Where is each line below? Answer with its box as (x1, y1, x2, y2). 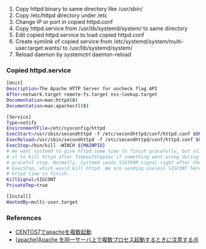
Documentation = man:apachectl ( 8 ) (6, 102, 89, 109)
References (6, 213, 42, 222)
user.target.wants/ (15, 44, 62, 52)
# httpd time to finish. (6, 171, 70, 177)
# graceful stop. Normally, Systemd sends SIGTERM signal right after (6, 159, 191, 166)
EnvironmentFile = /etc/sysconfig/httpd (6, 125, 105, 131)
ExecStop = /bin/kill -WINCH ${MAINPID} (6, 142, 105, 149)
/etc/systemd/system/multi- (113, 38, 184, 45)
